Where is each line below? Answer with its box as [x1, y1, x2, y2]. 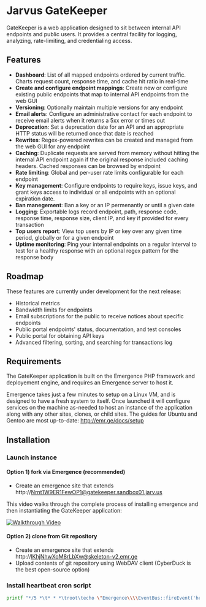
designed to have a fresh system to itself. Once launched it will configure [6, 397, 191, 405]
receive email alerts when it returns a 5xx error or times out [15, 116, 166, 124]
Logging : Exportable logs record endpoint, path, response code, [15, 208, 178, 215]
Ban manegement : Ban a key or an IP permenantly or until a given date [15, 201, 195, 208]
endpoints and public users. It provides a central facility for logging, [6, 30, 177, 37]
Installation [6, 435, 50, 445]
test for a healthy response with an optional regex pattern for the [15, 246, 179, 254]
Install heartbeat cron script [6, 581, 91, 590]
